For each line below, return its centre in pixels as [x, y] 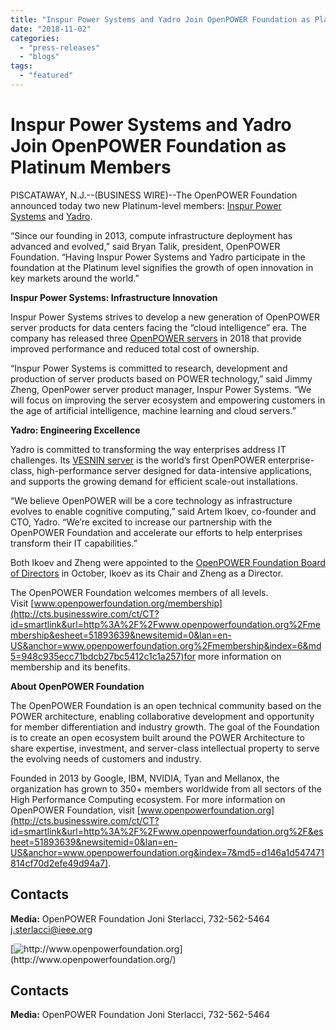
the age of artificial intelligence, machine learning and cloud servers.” [153, 410]
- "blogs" [39, 57]
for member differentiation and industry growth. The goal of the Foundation [165, 727]
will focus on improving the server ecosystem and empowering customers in [168, 400]
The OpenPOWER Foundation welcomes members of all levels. [139, 592]
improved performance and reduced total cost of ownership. [135, 348]
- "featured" [46, 76]
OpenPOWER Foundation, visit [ [75, 810]
